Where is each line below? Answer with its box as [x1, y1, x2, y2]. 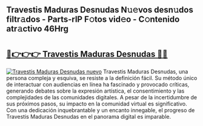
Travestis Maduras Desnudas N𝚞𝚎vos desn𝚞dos [6, 5, 194, 15]
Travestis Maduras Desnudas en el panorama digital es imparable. [6, 113, 171, 120]
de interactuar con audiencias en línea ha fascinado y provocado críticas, [6, 81, 190, 88]
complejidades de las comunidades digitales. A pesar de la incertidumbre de [6, 94, 198, 101]
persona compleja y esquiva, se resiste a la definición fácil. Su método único [6, 75, 198, 81]
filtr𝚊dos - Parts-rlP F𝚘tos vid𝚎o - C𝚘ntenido [6, 15, 180, 25]
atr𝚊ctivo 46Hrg [6, 24, 68, 34]
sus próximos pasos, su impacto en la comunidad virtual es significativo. [6, 100, 187, 107]
